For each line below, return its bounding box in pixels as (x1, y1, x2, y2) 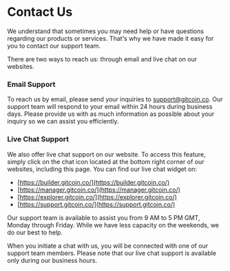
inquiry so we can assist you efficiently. (7, 117, 119, 126)
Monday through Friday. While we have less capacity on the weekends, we (7, 221, 219, 229)
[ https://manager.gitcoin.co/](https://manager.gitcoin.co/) (17, 185, 181, 194)
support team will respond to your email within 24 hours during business (7, 103, 213, 111)
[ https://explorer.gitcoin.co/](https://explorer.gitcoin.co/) (17, 192, 178, 201)
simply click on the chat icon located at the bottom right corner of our (7, 157, 205, 165)
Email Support (7, 79, 56, 89)
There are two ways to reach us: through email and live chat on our (7, 54, 198, 63)
